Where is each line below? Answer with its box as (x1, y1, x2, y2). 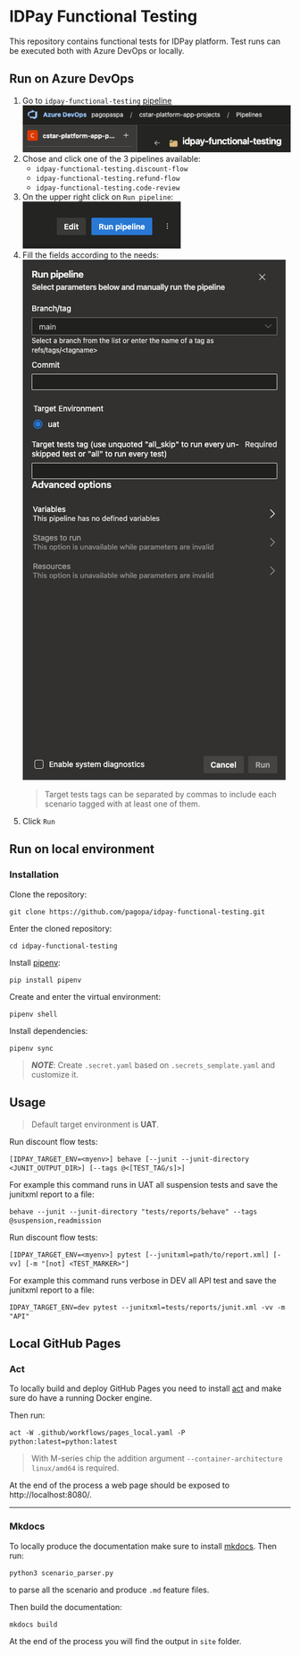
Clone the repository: (9, 889, 87, 900)
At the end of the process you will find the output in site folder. (9, 1635, 242, 1646)
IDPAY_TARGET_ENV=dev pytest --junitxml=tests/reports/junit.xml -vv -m (9, 1302, 286, 1312)
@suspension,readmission (9, 1216, 102, 1225)
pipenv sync (9, 1044, 54, 1053)
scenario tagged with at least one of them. (44, 798, 201, 809)
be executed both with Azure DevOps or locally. (9, 45, 185, 55)
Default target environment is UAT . (30, 1119, 159, 1130)
